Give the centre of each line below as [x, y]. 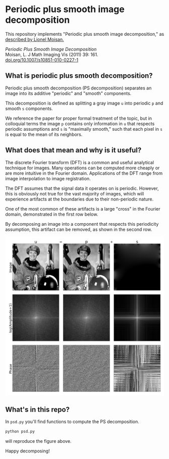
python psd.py [20, 432]
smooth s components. [29, 108]
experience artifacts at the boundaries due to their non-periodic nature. [79, 199]
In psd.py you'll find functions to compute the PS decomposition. [72, 422]
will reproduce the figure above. [38, 441]
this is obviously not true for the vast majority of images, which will [75, 193]
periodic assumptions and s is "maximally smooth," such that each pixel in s [84, 129]
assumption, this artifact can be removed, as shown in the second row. [79, 229]
